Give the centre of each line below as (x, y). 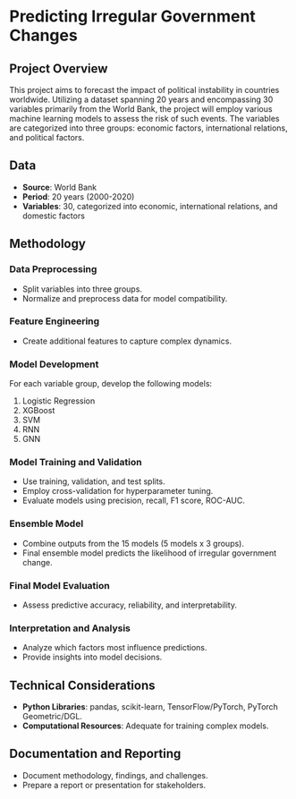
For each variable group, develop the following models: (111, 384)
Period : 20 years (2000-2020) (78, 196)
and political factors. (47, 137)
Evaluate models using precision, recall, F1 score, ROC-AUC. (134, 501)
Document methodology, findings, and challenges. (115, 775)
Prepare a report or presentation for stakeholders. (114, 785)
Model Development (54, 364)
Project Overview (59, 68)
